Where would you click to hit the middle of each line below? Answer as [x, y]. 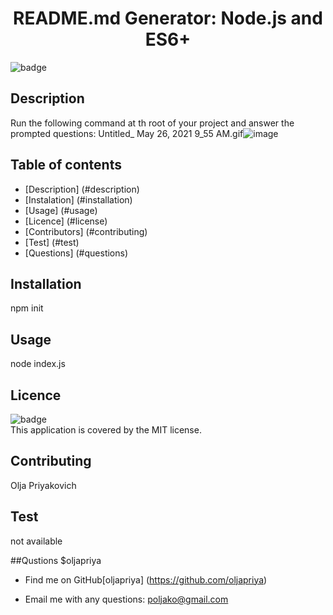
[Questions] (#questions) [76, 253]
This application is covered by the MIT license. [106, 430]
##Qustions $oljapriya [56, 560]
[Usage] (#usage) [61, 210]
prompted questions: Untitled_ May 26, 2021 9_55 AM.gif [127, 133]
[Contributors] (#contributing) [86, 231]
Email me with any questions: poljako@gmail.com [126, 599]
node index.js [38, 364]
